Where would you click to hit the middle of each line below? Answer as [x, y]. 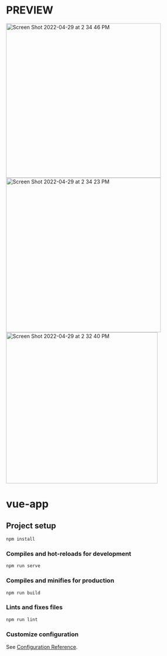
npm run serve [23, 566]
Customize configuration [42, 634]
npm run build [23, 593]
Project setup [31, 526]
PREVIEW [30, 10]
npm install [21, 539]
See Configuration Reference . [42, 647]
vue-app [27, 504]
